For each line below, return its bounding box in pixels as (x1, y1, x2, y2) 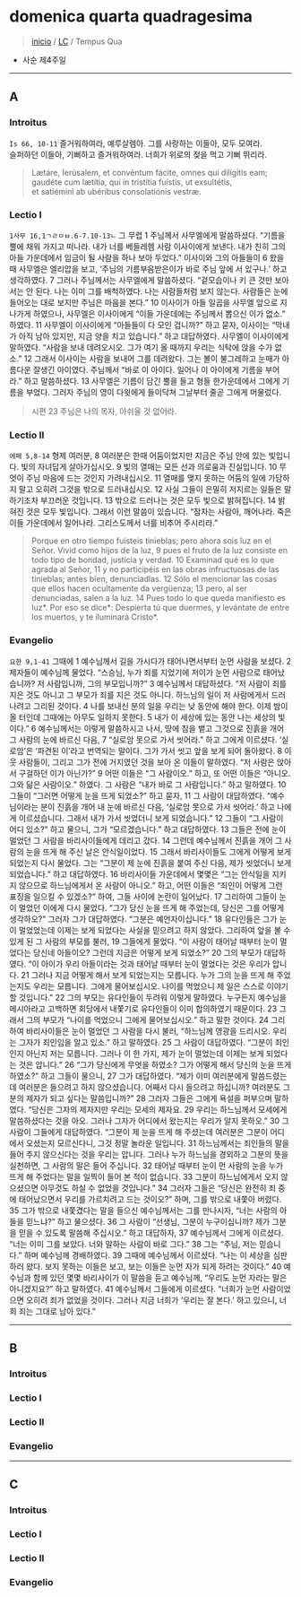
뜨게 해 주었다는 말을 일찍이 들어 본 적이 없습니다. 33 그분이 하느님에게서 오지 (9, 1171, 279, 1182)
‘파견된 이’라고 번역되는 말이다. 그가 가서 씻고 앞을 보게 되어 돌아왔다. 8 (35, 745, 283, 756)
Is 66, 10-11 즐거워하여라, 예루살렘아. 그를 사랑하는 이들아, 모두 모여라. (9, 137, 262, 149)
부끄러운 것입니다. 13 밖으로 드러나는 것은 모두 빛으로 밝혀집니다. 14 (39, 495, 276, 506)
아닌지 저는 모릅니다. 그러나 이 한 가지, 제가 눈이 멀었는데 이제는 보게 (25, 1047, 264, 1059)
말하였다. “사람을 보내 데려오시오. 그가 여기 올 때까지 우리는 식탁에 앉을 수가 (9, 342, 273, 352)
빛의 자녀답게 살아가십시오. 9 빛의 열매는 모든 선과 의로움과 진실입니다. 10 (21, 462, 278, 473)
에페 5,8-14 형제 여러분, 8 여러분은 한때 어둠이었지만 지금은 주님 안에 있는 (9, 450, 267, 461)
